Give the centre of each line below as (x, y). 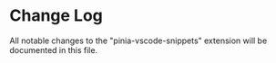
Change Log (56, 16)
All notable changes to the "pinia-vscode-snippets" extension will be (138, 40)
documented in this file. (54, 49)
